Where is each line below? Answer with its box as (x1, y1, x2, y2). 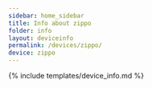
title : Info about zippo (8, 19, 92, 27)
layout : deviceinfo (8, 34, 74, 42)
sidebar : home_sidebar (8, 11, 84, 20)
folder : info (8, 26, 52, 34)
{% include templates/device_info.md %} (8, 71, 145, 80)
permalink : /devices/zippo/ (8, 42, 103, 50)
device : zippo (8, 49, 56, 57)
